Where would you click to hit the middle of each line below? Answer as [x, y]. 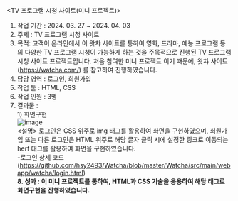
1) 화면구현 [32, 114]
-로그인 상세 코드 [41, 157]
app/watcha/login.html [50, 173]
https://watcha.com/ [50, 70]
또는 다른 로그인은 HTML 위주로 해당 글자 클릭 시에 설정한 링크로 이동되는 [126, 140]
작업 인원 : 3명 [37, 97]
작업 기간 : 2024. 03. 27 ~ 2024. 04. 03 [74, 26]
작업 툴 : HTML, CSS [46, 88]
